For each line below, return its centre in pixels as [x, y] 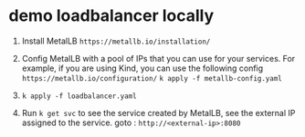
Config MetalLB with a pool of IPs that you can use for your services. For [158, 58]
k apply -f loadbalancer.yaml [79, 96]
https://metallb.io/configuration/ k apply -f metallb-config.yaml [152, 78]
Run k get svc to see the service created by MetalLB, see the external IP [158, 113]
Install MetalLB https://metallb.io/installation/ [116, 41]
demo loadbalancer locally [111, 16]
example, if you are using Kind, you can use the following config [142, 68]
